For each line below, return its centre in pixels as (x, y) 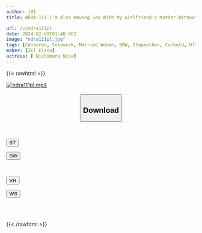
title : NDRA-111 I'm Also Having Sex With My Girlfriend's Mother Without (102, 17)
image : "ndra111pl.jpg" (36, 40)
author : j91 (21, 12)
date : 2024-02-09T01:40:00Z (41, 34)
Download (101, 110)
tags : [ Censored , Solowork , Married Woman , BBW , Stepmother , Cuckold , (96, 45)
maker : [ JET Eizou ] (31, 51)
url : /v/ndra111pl (29, 28)
